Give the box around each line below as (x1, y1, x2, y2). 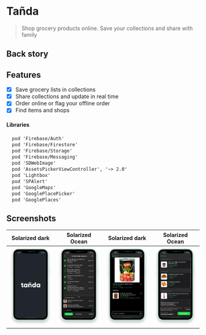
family (21, 31, 37, 38)
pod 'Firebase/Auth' (12, 135, 64, 141)
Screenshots (6, 213, 56, 224)
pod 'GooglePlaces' (12, 197, 62, 203)
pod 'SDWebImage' (12, 160, 56, 166)
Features (6, 69, 41, 80)
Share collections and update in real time (15, 93, 119, 100)
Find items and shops (15, 107, 70, 114)
